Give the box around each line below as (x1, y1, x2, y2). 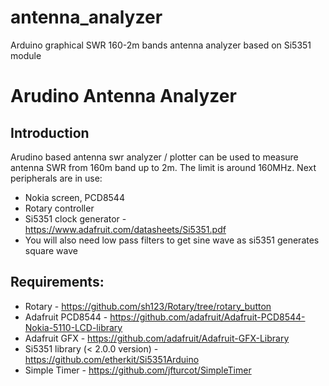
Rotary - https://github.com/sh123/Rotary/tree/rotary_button (24, 300, 272, 312)
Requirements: (10, 274, 105, 291)
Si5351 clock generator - (24, 212, 127, 225)
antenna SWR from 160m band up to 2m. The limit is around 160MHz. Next (10, 161, 317, 173)
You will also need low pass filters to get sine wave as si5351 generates (24, 234, 320, 246)
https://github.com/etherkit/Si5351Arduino (24, 353, 200, 365)
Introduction (10, 124, 90, 141)
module (10, 49, 42, 61)
